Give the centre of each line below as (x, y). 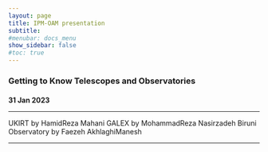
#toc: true (26, 53)
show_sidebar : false (43, 46)
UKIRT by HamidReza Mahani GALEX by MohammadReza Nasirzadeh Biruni (132, 123)
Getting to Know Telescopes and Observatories (102, 81)
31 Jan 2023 (29, 100)
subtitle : (25, 30)
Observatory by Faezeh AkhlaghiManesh (75, 131)
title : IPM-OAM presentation (57, 23)
